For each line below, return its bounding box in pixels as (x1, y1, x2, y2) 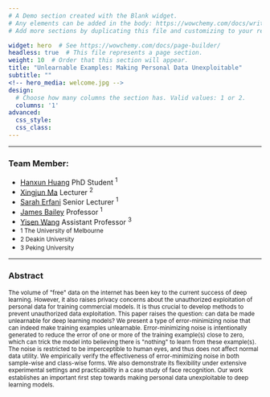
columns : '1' (15, 101, 59, 110)
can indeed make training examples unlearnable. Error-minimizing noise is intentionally (8, 324, 247, 332)
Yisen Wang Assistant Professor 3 (19, 215, 133, 226)
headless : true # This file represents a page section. (8, 49, 203, 57)
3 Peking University (19, 244, 75, 252)
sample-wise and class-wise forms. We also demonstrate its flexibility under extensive (8, 359, 247, 367)
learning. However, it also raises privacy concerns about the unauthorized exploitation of (8, 296, 253, 304)
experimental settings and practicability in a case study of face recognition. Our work (8, 366, 243, 374)
